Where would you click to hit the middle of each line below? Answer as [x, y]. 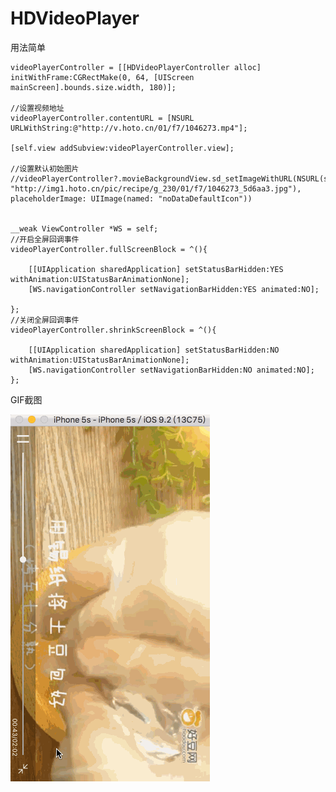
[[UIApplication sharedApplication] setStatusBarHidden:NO [154, 350]
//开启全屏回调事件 [45, 239]
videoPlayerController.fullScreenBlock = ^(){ [109, 249]
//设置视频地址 [37, 108]
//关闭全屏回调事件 [45, 320]
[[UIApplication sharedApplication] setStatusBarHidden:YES [156, 269]
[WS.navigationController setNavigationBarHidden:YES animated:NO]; [174, 289]
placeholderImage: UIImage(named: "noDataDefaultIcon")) [131, 198]
